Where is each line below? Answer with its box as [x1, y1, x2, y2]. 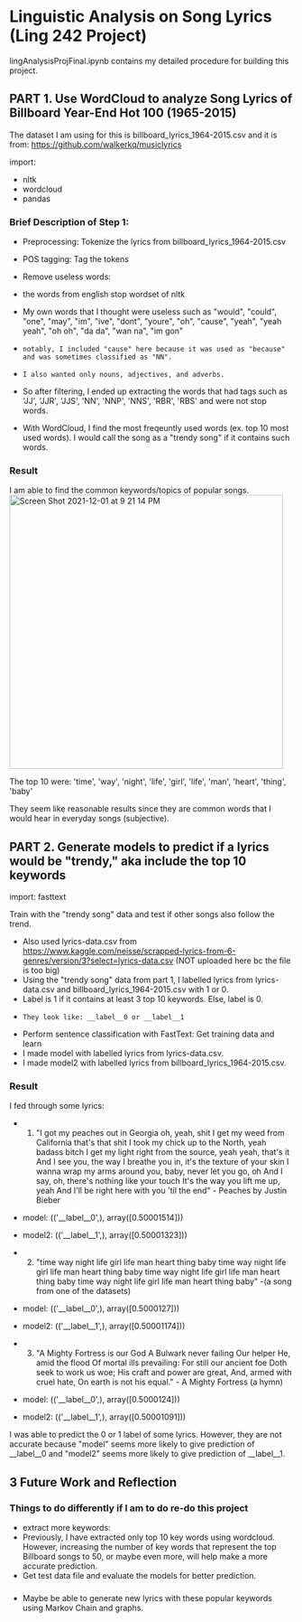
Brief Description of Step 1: [9, 215, 129, 228]
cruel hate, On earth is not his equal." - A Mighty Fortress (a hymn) [35, 1376, 284, 1388]
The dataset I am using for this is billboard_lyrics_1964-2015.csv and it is [9, 129, 278, 140]
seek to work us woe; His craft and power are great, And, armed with [35, 1367, 293, 1378]
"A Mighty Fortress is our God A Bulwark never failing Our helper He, [35, 1348, 291, 1359]
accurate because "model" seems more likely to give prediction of [9, 1439, 255, 1449]
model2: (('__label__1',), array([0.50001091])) [22, 1411, 187, 1422]
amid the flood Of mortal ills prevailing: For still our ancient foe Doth [35, 1357, 288, 1368]
